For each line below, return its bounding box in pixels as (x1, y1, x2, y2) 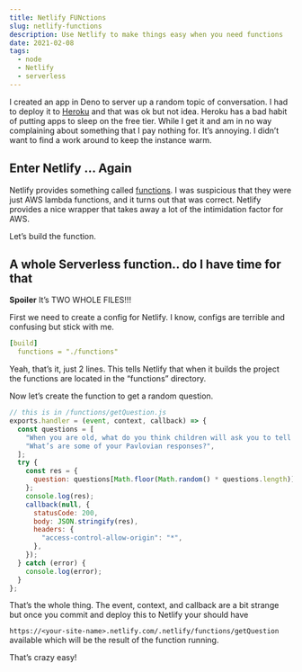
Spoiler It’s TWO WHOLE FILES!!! (9, 294, 132, 306)
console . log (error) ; (25, 567, 102, 576)
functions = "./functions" (17, 347, 119, 356)
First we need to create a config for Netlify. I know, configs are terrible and (9, 312, 286, 323)
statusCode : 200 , (32, 508, 99, 517)
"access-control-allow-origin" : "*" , (41, 533, 182, 542)
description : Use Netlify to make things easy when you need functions (9, 30, 283, 39)
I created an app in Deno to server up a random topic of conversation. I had (9, 96, 289, 107)
